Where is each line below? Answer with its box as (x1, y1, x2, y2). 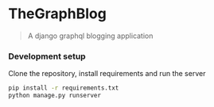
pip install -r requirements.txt (8, 84, 119, 92)
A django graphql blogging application (27, 31, 154, 40)
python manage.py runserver (8, 92, 102, 100)
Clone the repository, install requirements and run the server (8, 69, 206, 78)
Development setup (8, 51, 86, 62)
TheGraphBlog (8, 5, 107, 23)
